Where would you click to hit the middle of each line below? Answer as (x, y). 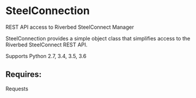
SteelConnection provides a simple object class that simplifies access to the (98, 38)
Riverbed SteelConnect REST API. (47, 45)
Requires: (24, 75)
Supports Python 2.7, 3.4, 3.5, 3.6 (46, 56)
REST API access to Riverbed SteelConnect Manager (70, 27)
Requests (17, 89)
